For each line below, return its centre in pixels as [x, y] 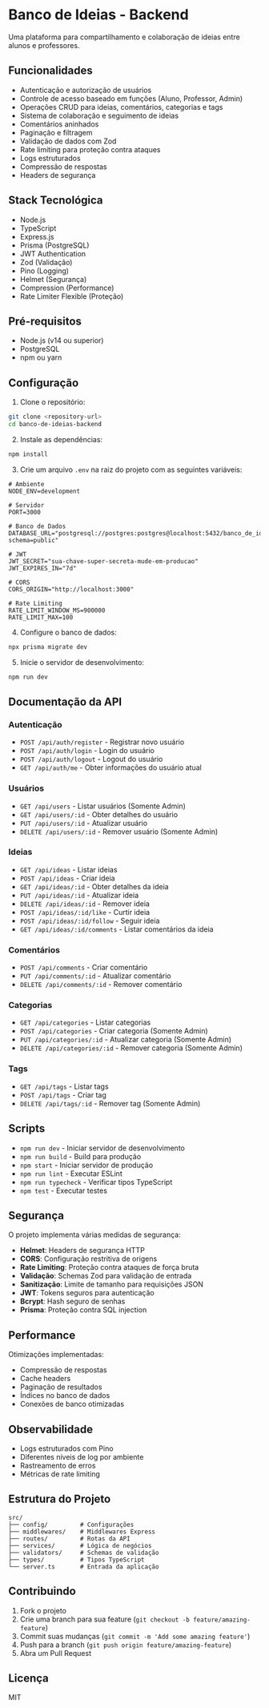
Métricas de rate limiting [60, 1474]
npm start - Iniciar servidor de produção [86, 1165]
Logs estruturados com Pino [66, 1448]
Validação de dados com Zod [68, 141]
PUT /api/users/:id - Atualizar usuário [84, 823]
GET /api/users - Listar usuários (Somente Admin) [103, 806]
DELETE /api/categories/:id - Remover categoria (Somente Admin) [131, 1048]
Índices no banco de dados [65, 1396]
